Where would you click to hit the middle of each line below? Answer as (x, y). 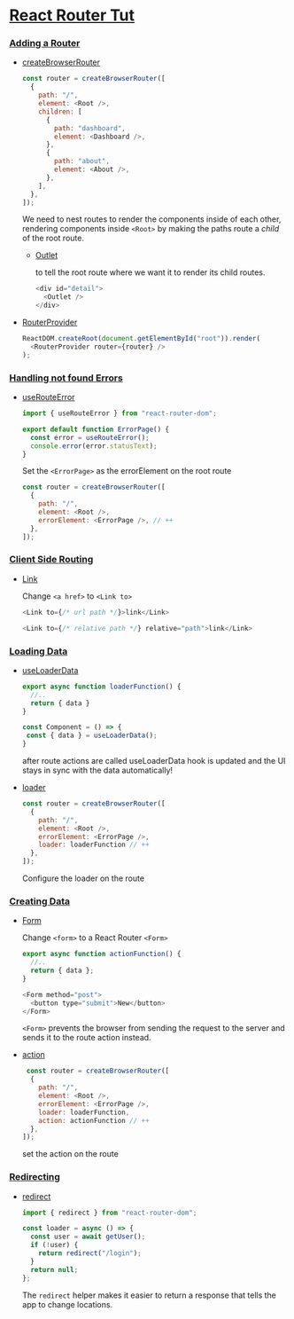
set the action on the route (70, 1154)
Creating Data (40, 901)
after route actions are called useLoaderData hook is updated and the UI (154, 761)
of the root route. (53, 238)
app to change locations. (67, 1304)
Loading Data (39, 651)
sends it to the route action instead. (87, 1038)
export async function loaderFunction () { (101, 687)
